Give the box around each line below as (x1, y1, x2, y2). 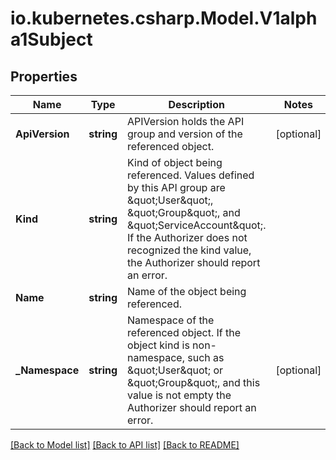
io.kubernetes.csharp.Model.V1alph (10, 7, 318, 30)
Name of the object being (127, 285, 247, 298)
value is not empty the (127, 388, 232, 402)
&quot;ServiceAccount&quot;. (127, 218, 267, 232)
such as (187, 351, 225, 364)
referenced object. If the (127, 326, 242, 339)
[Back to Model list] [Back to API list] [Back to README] (10, 439, 240, 451)
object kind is (127, 338, 190, 352)
